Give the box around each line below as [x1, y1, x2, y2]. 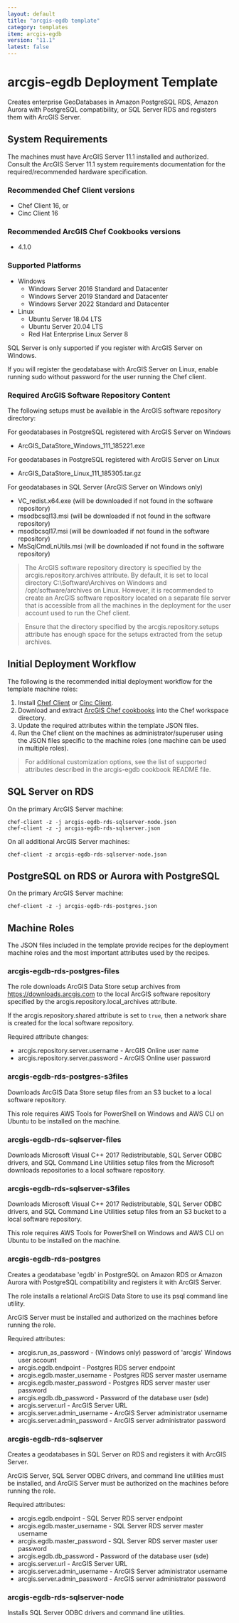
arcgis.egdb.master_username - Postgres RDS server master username [17, 1370, 228, 1379]
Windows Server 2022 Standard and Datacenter [28, 300, 169, 308]
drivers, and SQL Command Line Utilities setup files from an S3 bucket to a [7, 1207, 227, 1216]
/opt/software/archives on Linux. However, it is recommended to [24, 586, 214, 594]
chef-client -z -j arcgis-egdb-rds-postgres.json [7, 903, 158, 910]
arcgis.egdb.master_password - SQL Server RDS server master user [17, 1536, 218, 1545]
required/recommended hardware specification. [7, 167, 148, 176]
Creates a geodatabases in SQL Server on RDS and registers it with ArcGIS [7, 1449, 226, 1459]
